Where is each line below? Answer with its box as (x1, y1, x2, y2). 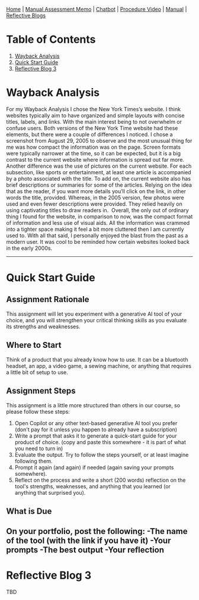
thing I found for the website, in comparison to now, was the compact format (6, 213, 193, 220)
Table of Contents (6, 33, 96, 46)
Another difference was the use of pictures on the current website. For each (6, 162, 192, 169)
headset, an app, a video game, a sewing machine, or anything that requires (6, 362, 191, 369)
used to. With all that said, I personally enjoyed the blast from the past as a (6, 232, 188, 239)
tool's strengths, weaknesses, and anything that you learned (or (14, 482, 171, 490)
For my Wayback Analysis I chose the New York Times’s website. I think (6, 105, 181, 112)
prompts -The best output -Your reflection (6, 545, 165, 555)
